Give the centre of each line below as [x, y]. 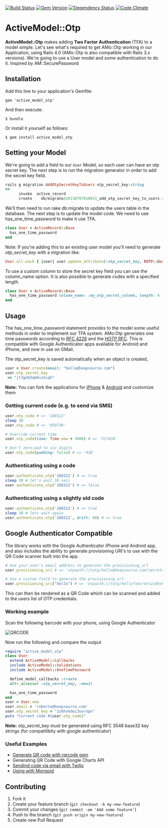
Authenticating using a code [40, 465]
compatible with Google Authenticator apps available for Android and [76, 344]
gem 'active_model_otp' [30, 100]
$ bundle [14, 119]
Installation [23, 79]
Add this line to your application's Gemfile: [49, 91]
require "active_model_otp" [34, 651]
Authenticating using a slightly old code [54, 498]
